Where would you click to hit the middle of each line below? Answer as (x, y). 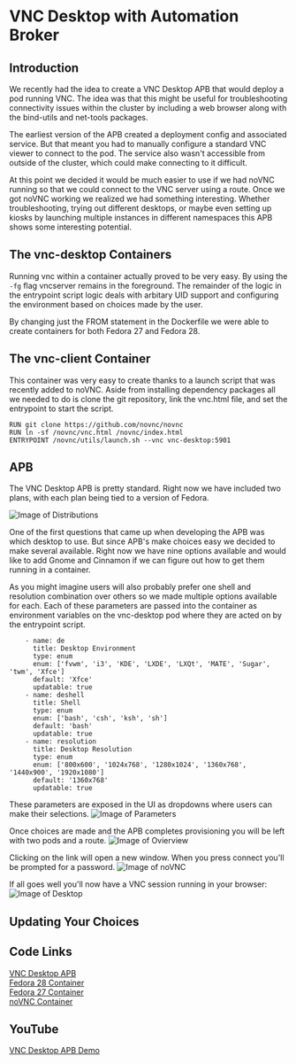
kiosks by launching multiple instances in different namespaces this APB (141, 217)
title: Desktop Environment (84, 648)
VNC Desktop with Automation (124, 16)
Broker (34, 35)
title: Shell (57, 703)
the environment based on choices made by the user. (106, 304)
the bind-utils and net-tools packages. (79, 117)
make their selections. (49, 814)
